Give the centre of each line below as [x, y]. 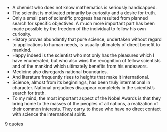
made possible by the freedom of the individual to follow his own [79, 29]
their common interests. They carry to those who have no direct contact [87, 109]
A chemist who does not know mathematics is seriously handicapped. [84, 7]
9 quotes [14, 124]
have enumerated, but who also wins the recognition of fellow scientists [87, 61]
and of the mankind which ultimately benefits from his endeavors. [80, 66]
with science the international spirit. [49, 114]
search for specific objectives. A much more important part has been [83, 23]
